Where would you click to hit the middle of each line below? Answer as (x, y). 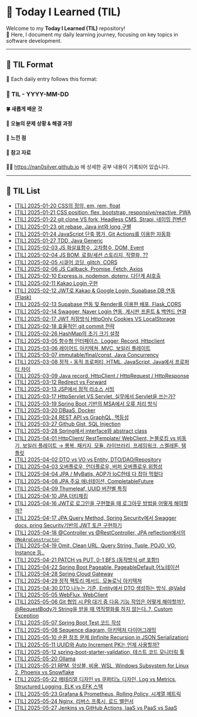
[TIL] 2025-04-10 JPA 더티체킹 (51, 496)
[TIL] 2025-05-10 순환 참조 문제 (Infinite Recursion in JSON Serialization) (101, 638)
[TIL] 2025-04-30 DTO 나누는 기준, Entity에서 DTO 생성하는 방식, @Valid (100, 588)
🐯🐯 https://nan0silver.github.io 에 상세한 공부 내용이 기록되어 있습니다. (88, 166)
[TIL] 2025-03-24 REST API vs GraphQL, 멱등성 (72, 417)
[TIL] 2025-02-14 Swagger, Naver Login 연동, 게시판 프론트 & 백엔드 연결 (100, 311)
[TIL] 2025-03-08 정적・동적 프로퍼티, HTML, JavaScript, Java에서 (94, 362)
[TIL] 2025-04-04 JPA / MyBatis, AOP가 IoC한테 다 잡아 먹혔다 (89, 474)
